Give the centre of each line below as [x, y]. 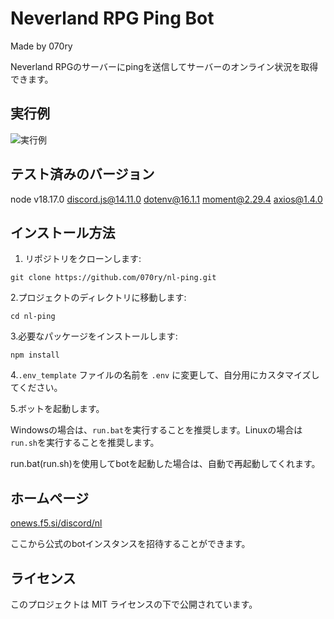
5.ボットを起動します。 [57, 409]
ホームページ [49, 498]
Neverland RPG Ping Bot [112, 18]
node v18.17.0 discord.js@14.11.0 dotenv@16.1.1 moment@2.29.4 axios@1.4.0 [166, 199]
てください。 [36, 388]
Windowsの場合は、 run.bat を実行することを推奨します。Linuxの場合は [156, 430]
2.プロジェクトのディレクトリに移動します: [98, 298]
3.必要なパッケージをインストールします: [94, 336]
